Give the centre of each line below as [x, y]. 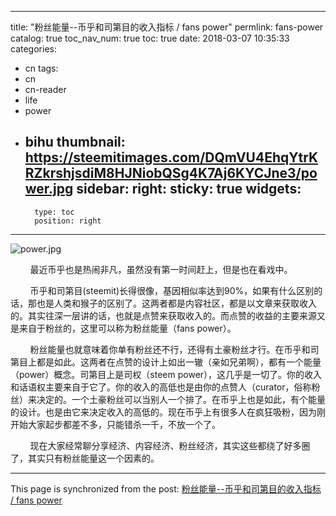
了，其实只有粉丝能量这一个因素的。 [85, 458]
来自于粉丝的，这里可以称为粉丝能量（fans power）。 [127, 328]
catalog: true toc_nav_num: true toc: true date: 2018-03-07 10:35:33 [150, 38]
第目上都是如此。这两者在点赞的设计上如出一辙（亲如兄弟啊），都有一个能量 [166, 362]
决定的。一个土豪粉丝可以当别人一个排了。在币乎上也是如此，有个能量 [181, 399]
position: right [68, 221]
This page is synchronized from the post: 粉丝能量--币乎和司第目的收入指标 [166, 488]
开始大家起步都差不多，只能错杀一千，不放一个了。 [115, 424]
